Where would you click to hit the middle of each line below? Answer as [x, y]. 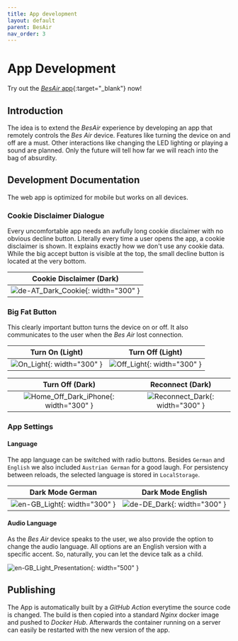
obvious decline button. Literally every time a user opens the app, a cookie [116, 239]
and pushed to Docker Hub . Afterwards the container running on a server [114, 622]
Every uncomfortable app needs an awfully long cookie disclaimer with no [115, 231]
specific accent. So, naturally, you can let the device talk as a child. [105, 554]
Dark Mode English [174, 492]
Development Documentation [74, 180]
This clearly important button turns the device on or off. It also [98, 328]
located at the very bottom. [47, 261]
